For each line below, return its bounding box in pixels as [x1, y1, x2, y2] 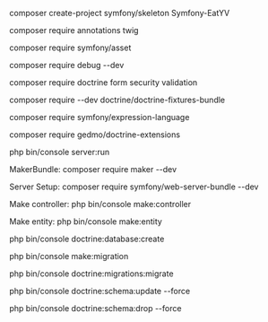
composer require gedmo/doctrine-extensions [9, 129, 181, 140]
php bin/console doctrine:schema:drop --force [9, 303, 182, 313]
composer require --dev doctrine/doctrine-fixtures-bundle [9, 94, 226, 105]
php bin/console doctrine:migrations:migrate [9, 268, 174, 279]
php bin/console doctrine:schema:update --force [9, 286, 191, 296]
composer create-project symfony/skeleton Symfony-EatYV [9, 8, 230, 18]
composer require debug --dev [9, 60, 125, 70]
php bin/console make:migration [9, 251, 129, 261]
